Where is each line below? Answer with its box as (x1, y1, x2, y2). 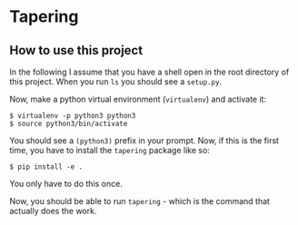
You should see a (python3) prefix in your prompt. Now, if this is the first (9, 135, 280, 146)
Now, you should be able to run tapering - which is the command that (9, 196, 271, 206)
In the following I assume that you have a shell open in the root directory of (9, 66, 290, 77)
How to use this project (9, 43, 144, 58)
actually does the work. (9, 206, 97, 216)
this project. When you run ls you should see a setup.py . (9, 76, 223, 87)
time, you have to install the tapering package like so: (9, 145, 211, 155)
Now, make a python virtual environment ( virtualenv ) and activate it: (9, 93, 266, 104)
